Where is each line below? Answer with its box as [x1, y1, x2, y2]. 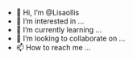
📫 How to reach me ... [15, 43, 91, 52]
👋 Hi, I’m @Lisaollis [15, 8, 80, 17]
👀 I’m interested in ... [15, 16, 85, 26]
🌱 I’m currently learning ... [15, 25, 102, 34]
